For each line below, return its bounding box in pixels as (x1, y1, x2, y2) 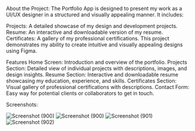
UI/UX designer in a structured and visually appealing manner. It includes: (6, 11, 184, 18)
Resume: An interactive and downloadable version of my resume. (6, 29, 163, 36)
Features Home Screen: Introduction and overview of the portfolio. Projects (6, 58, 187, 65)
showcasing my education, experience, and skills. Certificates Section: (6, 77, 177, 84)
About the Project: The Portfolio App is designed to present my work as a (6, 5, 183, 12)
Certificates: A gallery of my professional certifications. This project (6, 35, 170, 42)
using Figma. (6, 47, 37, 54)
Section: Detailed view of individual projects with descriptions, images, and (6, 65, 187, 72)
